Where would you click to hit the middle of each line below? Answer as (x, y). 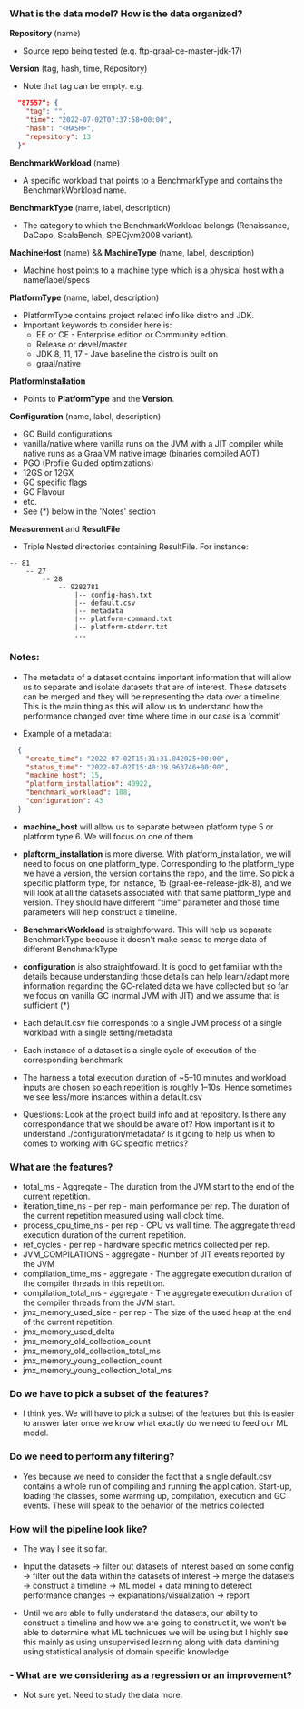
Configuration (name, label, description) (85, 416)
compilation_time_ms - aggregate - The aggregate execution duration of (157, 1274)
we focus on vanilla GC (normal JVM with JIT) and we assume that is (151, 995)
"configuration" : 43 (64, 801)
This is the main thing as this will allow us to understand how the (143, 706)
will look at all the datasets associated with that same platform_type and (157, 892)
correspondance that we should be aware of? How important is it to (148, 1124)
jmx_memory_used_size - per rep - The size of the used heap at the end (157, 1312)
